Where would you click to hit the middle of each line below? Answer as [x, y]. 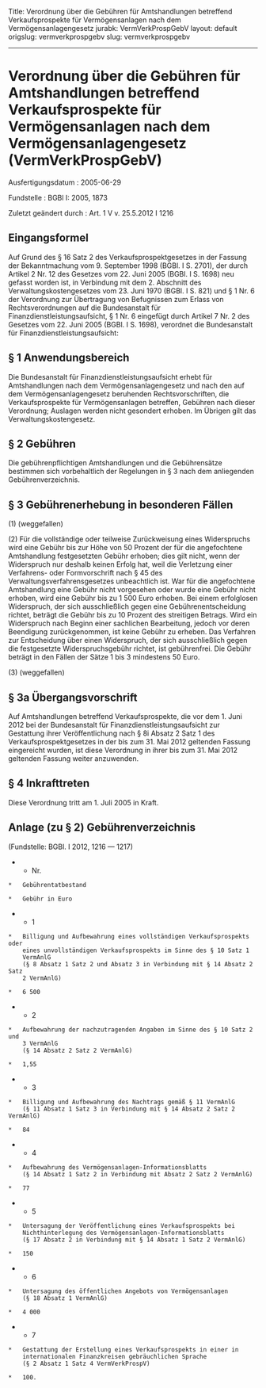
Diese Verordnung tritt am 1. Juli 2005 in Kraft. [84, 802]
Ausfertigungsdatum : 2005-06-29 [65, 182]
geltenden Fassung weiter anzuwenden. [74, 759]
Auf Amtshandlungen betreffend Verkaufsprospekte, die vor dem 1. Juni [125, 716]
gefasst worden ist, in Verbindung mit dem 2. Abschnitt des [105, 282]
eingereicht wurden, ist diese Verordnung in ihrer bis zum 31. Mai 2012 [123, 750]
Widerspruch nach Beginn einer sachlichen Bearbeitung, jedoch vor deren [129, 623]
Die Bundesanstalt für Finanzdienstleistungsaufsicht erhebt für [110, 377]
